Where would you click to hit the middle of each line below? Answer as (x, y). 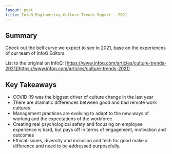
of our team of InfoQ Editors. (35, 53)
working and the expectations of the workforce (62, 119)
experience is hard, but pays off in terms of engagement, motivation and (89, 130)
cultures (22, 108)
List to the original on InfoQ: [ (36, 63)
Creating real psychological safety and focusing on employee (78, 124)
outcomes (23, 135)
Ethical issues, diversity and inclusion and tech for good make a (80, 141)
